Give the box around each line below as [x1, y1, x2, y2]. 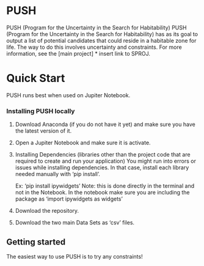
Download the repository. [15, 207, 79, 215]
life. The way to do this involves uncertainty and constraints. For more [6, 43, 182, 51]
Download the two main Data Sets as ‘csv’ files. [15, 219, 135, 226]
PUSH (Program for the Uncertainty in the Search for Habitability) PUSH [6, 24, 187, 31]
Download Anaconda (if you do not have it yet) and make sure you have [15, 120, 195, 128]
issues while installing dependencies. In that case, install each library [15, 164, 189, 171]
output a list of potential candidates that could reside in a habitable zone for [6, 37, 197, 44]
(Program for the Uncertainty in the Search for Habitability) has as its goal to [6, 30, 199, 37]
